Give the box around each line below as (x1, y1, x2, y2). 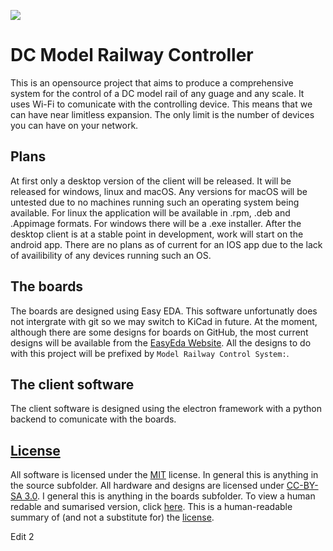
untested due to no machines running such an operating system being (10, 196, 300, 208)
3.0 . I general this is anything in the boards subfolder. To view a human (24, 490, 316, 502)
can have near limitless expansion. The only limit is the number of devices (10, 108, 315, 120)
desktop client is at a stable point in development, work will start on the (10, 228, 304, 240)
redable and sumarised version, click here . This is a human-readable (10, 501, 293, 513)
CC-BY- (286, 480, 319, 492)
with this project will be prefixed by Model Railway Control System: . (10, 347, 290, 359)
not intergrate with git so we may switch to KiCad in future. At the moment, (10, 315, 318, 327)
